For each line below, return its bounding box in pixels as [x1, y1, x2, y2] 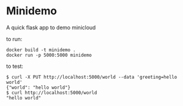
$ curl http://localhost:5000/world [6, 89, 97, 96]
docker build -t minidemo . [6, 46, 76, 53]
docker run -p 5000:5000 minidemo [6, 52, 92, 58]
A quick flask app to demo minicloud [6, 24, 96, 31]
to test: [6, 63, 24, 70]
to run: [6, 35, 23, 42]
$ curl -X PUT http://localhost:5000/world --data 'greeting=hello [6, 74, 178, 80]
